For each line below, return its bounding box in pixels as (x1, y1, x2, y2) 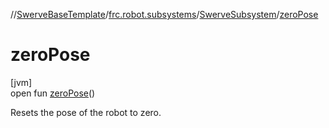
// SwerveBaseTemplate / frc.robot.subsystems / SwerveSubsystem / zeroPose (10, 9, 319, 20)
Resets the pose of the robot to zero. (10, 106, 162, 118)
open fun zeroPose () (10, 87, 96, 99)
